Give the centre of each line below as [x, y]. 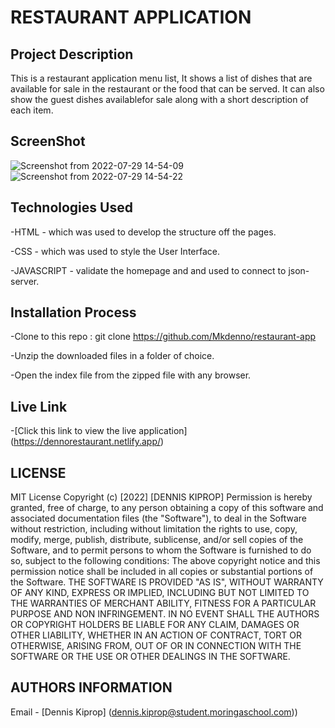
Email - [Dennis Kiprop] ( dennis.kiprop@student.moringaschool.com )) [154, 712]
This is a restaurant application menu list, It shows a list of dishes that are [161, 78]
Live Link [39, 406]
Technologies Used [71, 207]
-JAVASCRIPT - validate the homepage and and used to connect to [148, 270]
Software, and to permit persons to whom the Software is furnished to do [161, 550]
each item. [32, 110]
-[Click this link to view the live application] [99, 431]
